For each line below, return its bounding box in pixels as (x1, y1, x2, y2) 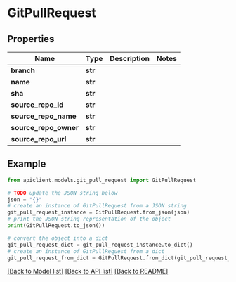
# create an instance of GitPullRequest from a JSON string (7, 203, 188, 210)
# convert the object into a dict (7, 234, 109, 242)
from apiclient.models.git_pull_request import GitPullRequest (7, 177, 197, 184)
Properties (7, 33, 55, 45)
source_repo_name (11, 111, 77, 121)
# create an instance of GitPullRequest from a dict (7, 248, 165, 255)
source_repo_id (11, 100, 64, 110)
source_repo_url (11, 134, 67, 143)
